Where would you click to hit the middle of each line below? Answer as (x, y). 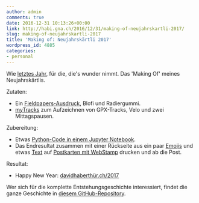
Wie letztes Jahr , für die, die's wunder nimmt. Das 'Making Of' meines (93, 73)
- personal (20, 56)
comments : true (25, 17)
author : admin (24, 12)
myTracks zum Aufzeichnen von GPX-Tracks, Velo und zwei (89, 109)
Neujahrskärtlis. (26, 80)
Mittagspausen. (34, 116)
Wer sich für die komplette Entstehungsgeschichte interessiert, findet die (97, 187)
